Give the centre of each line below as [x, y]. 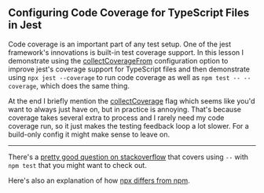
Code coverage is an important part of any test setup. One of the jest [120, 44]
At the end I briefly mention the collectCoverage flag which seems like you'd [132, 100]
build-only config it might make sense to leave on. [89, 134]
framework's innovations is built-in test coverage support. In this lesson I [126, 52]
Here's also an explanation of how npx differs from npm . [99, 180]
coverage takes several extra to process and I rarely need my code [116, 118]
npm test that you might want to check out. [77, 165]
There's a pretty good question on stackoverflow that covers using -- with [128, 157]
